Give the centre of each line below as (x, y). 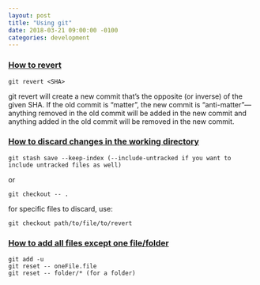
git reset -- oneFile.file (53, 266)
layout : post (30, 15)
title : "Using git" (40, 23)
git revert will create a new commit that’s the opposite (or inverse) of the (126, 96)
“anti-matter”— (227, 104)
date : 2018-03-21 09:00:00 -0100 (63, 30)
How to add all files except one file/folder (89, 243)
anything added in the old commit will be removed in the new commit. (121, 121)
